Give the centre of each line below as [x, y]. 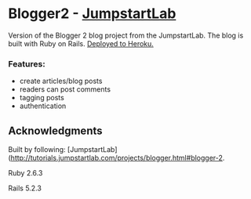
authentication [43, 106]
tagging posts [42, 98]
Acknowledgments [56, 130]
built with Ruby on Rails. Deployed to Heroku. [81, 43]
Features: [27, 63]
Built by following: [37, 150]
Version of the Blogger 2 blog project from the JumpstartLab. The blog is [126, 35]
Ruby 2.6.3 [25, 173]
